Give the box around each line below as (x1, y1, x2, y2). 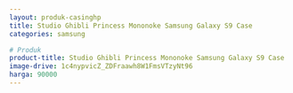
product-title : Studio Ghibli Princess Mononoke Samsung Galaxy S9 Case (9, 54, 285, 63)
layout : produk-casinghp (9, 12, 102, 22)
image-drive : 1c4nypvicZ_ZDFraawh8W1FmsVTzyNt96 (9, 62, 193, 71)
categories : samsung (9, 29, 86, 38)
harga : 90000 (9, 70, 58, 80)
